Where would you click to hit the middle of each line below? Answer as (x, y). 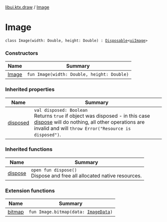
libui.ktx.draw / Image (27, 7)
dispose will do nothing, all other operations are (89, 122)
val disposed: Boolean (61, 110)
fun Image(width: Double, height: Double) (78, 75)
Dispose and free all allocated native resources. (86, 176)
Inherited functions (29, 149)
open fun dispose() (54, 170)
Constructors (22, 53)
